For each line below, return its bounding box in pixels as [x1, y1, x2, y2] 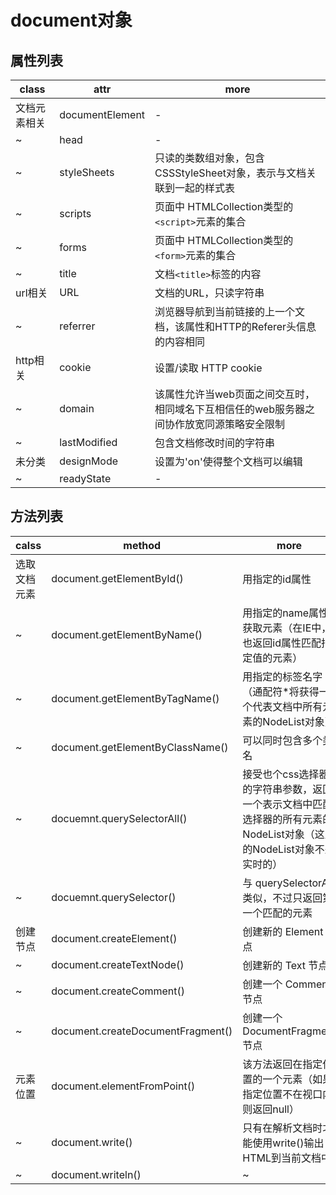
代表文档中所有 [252, 699, 323, 713]
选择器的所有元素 [242, 812, 323, 826]
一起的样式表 [174, 181, 236, 195]
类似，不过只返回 [242, 891, 323, 905]
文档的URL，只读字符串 [154, 286, 265, 300]
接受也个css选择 [242, 767, 320, 781]
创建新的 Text [242, 958, 306, 972]
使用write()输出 [252, 1136, 325, 1150]
